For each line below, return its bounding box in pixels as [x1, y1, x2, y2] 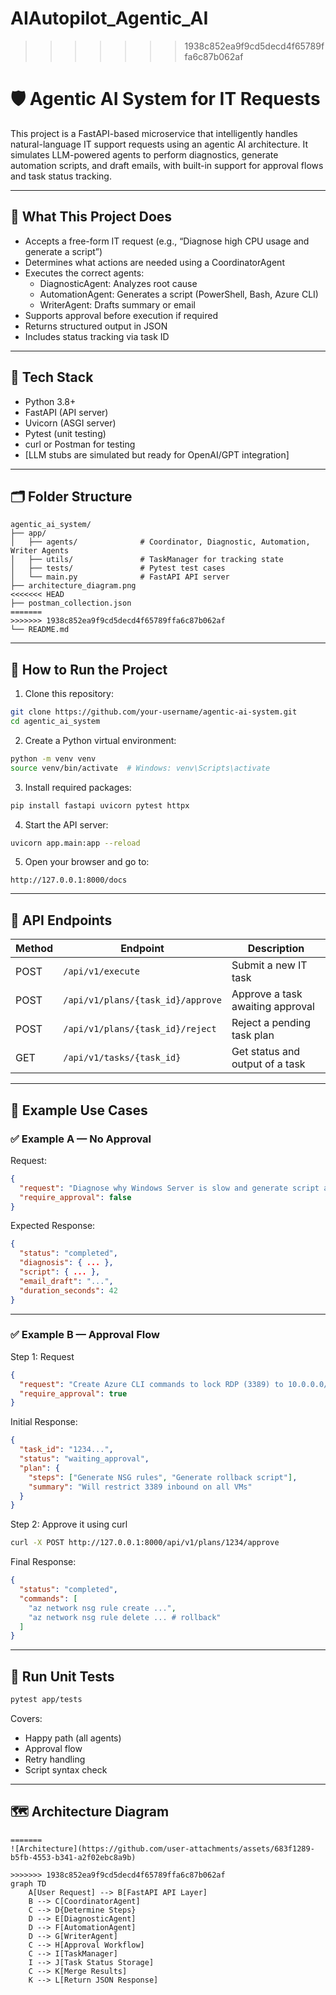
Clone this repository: [24, 688, 114, 700]
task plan [231, 1028, 275, 1042]
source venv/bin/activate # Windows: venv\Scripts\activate [10, 763, 271, 773]
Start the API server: [24, 818, 109, 831]
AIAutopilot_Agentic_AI [10, 7, 209, 30]
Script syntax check [24, 1763, 108, 1776]
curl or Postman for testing [24, 438, 136, 450]
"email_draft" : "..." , [19, 1276, 114, 1286]
